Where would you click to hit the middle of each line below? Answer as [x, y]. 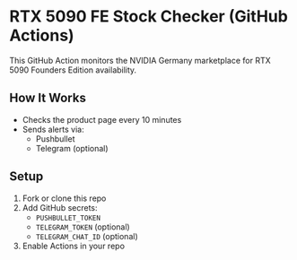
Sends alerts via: [53, 129]
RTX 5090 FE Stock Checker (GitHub [149, 17]
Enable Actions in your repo [74, 246]
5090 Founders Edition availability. [73, 70]
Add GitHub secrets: [60, 207]
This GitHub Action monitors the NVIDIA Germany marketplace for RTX [140, 60]
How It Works [48, 98]
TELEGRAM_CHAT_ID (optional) [87, 236]
